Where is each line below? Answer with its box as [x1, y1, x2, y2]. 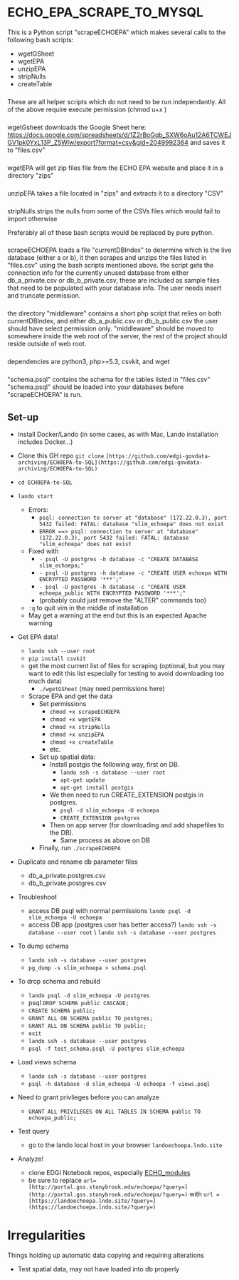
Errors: [28, 505, 48, 514]
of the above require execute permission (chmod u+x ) [7, 105, 167, 114]
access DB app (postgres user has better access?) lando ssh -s [28, 920, 217, 929]
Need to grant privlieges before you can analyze [17, 1093, 160, 1102]
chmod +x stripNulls [49, 724, 111, 731]
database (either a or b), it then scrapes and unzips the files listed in [7, 253, 207, 262]
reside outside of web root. [7, 340, 87, 348]
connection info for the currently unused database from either [7, 268, 189, 277]
